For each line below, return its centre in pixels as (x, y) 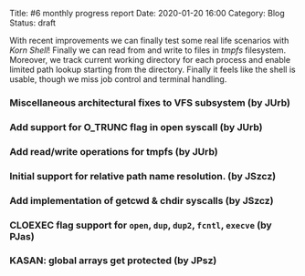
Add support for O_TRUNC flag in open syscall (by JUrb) (136, 127)
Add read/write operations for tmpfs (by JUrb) (114, 151)
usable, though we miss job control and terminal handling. (118, 79)
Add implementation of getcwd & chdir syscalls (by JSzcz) (142, 200)
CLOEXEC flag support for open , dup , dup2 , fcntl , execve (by (141, 225)
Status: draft (33, 23)
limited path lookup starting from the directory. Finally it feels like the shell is (152, 69)
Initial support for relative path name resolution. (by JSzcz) (143, 176)
